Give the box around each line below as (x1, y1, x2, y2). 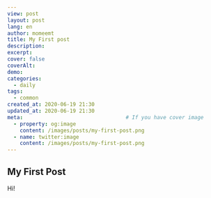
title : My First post (7, 36, 70, 43)
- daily (13, 82, 36, 89)
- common (13, 95, 39, 102)
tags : (7, 88, 23, 95)
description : (7, 43, 45, 49)
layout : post (7, 17, 45, 24)
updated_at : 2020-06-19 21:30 (7, 107, 95, 114)
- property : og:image (13, 120, 77, 128)
